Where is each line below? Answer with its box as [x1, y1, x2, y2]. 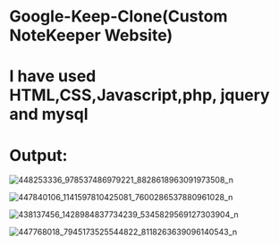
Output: [9, 145, 68, 165]
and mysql [9, 105, 89, 124]
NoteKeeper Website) [9, 25, 173, 46]
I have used [9, 66, 97, 87]
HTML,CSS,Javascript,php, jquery [9, 85, 270, 106]
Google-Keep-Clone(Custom [9, 6, 228, 27]
